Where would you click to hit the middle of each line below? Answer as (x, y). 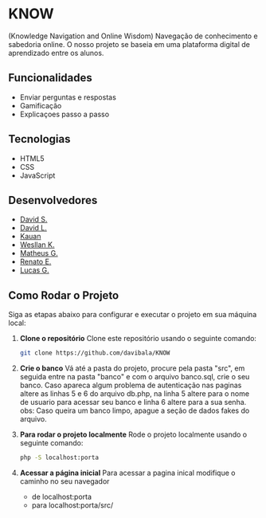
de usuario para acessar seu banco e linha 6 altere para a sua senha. (133, 402)
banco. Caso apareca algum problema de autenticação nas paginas (131, 385)
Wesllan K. (37, 245)
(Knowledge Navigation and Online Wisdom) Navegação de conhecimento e (133, 36)
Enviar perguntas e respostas (68, 97)
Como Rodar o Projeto (64, 295)
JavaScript (37, 175)
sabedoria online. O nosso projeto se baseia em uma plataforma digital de (129, 44)
